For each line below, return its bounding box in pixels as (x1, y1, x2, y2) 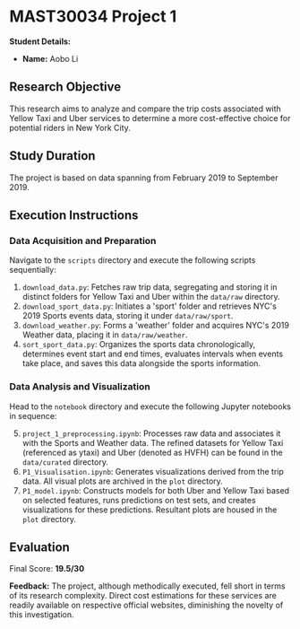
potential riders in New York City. (9, 122, 132, 133)
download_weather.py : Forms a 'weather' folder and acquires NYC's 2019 (21, 320, 289, 331)
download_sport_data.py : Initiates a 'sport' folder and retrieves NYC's (21, 301, 278, 311)
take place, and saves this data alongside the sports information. (21, 358, 261, 369)
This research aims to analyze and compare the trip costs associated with (9, 103, 282, 114)
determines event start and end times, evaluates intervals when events (21, 348, 284, 360)
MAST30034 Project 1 (9, 6, 177, 27)
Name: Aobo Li (21, 53, 79, 64)
